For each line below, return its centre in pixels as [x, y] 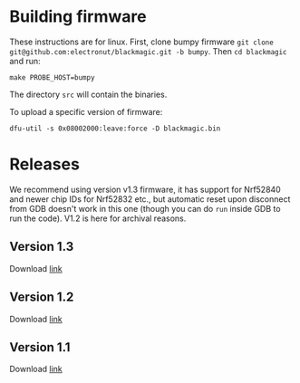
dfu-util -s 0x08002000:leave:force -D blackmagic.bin [115, 129]
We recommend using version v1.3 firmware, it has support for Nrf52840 [145, 189]
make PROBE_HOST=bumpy [52, 77]
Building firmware [78, 17]
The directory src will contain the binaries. [88, 94]
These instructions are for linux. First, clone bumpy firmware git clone [141, 42]
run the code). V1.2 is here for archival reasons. [98, 218]
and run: [25, 61]
